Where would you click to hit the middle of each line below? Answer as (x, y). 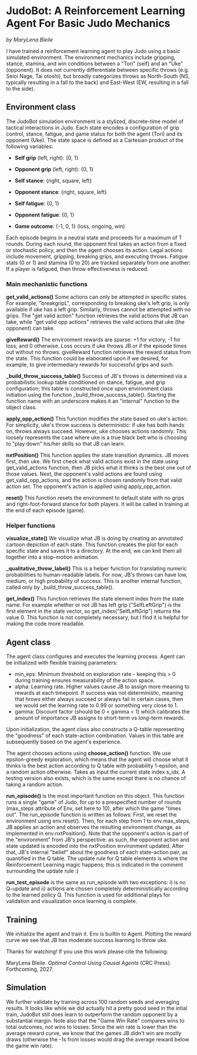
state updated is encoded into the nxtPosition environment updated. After (95, 846)
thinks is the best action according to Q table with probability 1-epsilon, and (98, 766)
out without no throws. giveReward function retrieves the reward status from (98, 352)
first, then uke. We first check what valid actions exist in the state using (92, 462)
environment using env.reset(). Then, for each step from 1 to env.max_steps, (98, 821)
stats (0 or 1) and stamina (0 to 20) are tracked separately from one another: (98, 263)
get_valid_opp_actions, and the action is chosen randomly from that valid (94, 480)
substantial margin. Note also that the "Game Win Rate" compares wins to (95, 1020)
